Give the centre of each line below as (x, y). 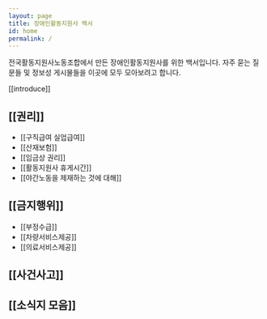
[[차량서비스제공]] (48, 236)
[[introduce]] (30, 89)
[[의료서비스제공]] (48, 247)
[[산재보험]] (38, 147)
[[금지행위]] (36, 206)
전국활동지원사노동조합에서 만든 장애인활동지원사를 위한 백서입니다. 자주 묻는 (129, 62)
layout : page (30, 16)
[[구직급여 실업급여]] (53, 138)
